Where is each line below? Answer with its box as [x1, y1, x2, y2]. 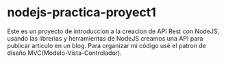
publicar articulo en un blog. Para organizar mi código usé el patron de [7, 41, 207, 49]
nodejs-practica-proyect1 [7, 5, 156, 20]
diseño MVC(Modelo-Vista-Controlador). [7, 49, 122, 57]
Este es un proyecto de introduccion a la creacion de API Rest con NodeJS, [7, 27, 220, 35]
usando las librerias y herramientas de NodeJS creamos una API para [7, 34, 203, 42]
